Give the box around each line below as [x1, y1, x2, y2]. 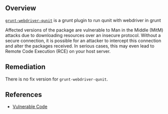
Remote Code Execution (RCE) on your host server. [5, 48, 111, 54]
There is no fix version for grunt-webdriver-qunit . [5, 76, 108, 82]
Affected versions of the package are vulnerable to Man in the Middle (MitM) [5, 27, 163, 33]
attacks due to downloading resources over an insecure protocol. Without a [5, 32, 161, 38]
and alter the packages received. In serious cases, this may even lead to [5, 42, 154, 49]
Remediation [5, 62, 46, 71]
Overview [5, 4, 37, 12]
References [5, 90, 42, 99]
